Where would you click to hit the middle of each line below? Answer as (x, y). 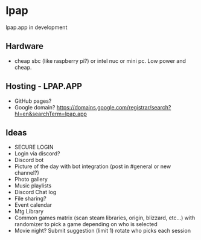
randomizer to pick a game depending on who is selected (86, 224)
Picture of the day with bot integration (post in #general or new (93, 166)
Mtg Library (29, 212)
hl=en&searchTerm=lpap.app (50, 114)
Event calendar (33, 205)
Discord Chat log (35, 192)
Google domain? (35, 107)
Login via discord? (37, 154)
